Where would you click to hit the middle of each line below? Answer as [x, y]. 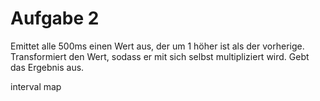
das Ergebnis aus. [47, 67]
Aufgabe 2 [55, 18]
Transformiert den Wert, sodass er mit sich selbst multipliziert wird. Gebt [160, 56]
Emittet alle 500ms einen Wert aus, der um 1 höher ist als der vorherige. [157, 46]
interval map [36, 86]
